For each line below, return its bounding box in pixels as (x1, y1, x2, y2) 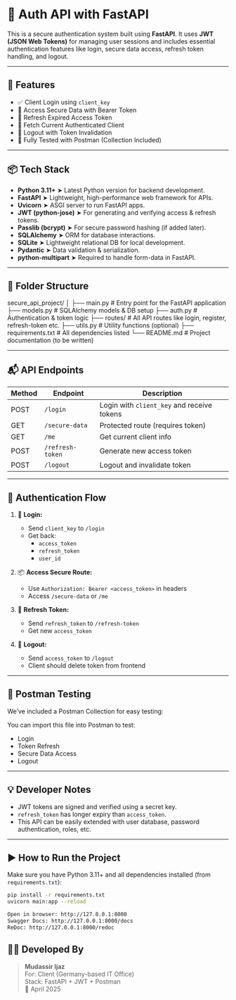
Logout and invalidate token (99, 461, 191, 470)
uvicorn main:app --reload (7, 898, 86, 906)
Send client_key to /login (27, 524, 105, 532)
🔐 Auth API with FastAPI (7, 6, 150, 23)
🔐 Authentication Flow (7, 492, 107, 504)
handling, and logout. (7, 52, 69, 61)
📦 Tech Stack (7, 163, 70, 175)
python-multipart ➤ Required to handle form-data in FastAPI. (17, 253, 197, 261)
